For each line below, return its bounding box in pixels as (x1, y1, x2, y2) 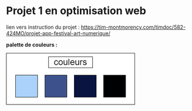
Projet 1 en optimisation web (6, 4, 147, 18)
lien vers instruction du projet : (6, 23, 80, 31)
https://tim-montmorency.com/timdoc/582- (81, 23, 186, 31)
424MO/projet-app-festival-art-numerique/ (6, 29, 110, 36)
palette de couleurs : (6, 41, 58, 48)
